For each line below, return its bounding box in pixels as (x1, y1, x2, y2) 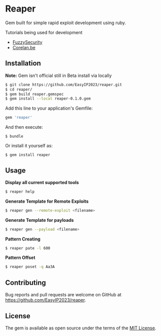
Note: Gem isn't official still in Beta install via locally (5, 72, 112, 78)
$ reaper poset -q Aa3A (5, 265, 55, 270)
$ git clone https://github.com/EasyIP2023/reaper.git (5, 82, 122, 87)
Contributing (5, 278, 46, 287)
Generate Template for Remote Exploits (5, 198, 89, 204)
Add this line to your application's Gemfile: (5, 105, 93, 111)
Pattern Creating (5, 236, 41, 242)
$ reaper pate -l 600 (5, 245, 51, 250)
